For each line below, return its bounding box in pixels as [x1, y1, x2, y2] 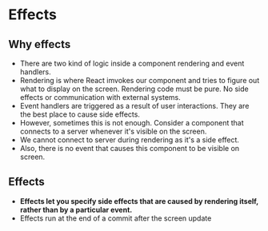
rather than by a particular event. [19, 205, 133, 214]
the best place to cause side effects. [19, 110, 140, 119]
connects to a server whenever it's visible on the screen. [19, 126, 207, 136]
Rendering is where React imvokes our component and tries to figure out [19, 76, 260, 85]
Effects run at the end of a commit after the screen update [19, 213, 212, 223]
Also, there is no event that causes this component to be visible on [19, 144, 240, 153]
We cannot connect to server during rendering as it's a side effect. [19, 135, 240, 145]
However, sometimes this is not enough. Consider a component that [19, 118, 244, 127]
